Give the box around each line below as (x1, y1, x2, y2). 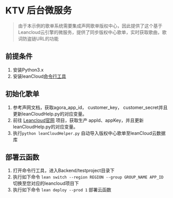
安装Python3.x (12, 66, 44, 73)
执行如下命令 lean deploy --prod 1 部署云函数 (12, 187, 112, 193)
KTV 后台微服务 (5, 5, 72, 16)
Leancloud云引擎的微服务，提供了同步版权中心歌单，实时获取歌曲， (18, 29, 162, 35)
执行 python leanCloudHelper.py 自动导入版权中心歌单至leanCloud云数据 (12, 130, 166, 136)
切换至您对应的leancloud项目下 (12, 181, 79, 187)
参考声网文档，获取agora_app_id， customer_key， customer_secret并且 (12, 104, 168, 111)
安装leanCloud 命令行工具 (12, 73, 66, 79)
